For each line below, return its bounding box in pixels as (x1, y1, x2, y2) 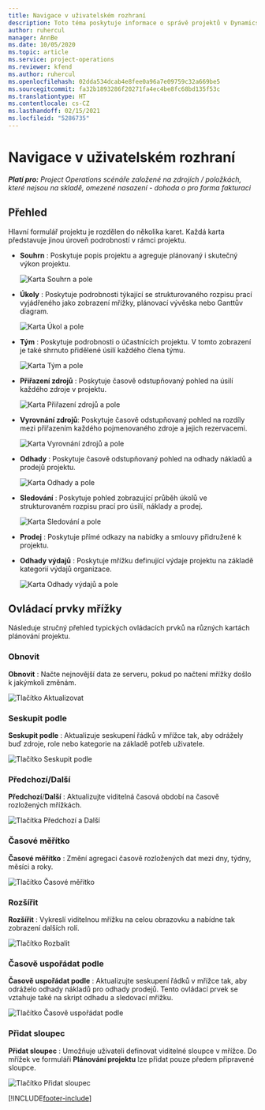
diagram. (19, 306, 49, 316)
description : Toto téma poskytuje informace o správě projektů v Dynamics (8, 19, 259, 27)
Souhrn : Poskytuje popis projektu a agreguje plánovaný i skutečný (19, 250, 238, 260)
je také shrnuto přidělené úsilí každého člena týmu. (19, 345, 185, 355)
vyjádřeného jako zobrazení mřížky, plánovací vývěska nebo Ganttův (19, 298, 243, 307)
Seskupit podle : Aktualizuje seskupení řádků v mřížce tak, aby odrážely (8, 731, 244, 740)
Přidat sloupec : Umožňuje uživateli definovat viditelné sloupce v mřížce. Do (8, 1046, 257, 1055)
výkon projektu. (19, 258, 71, 269)
